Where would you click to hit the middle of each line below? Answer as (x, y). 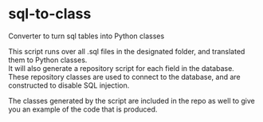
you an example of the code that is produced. (83, 109)
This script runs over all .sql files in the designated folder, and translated (127, 51)
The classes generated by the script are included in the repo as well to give (131, 100)
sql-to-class (50, 14)
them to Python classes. (48, 60)
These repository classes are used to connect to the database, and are (124, 77)
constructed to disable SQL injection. (69, 85)
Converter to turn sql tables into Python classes (86, 36)
